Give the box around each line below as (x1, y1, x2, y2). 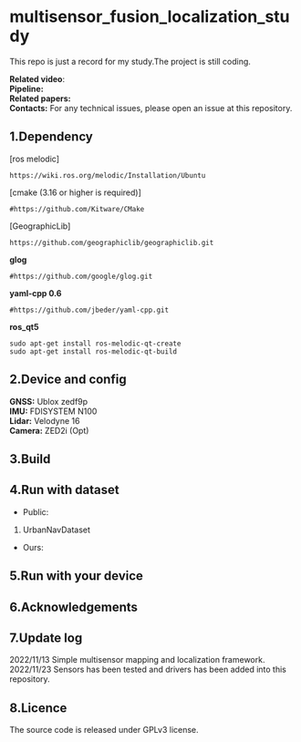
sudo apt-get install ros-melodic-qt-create (9, 339, 182, 348)
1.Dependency (9, 129, 94, 145)
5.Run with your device (9, 568, 144, 584)
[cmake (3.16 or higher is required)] (9, 187, 141, 198)
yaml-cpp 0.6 (9, 287, 62, 298)
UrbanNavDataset (22, 524, 91, 535)
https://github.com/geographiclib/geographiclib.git (9, 238, 214, 247)
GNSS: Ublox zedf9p (9, 396, 88, 407)
